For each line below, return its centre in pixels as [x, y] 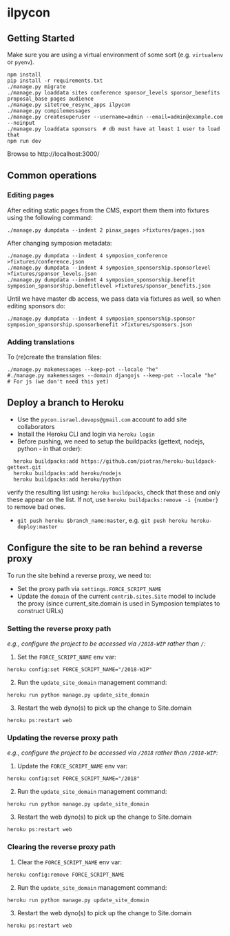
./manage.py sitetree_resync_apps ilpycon [69, 105]
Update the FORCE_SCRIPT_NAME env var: [72, 766]
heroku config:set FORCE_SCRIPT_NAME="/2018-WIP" [80, 669]
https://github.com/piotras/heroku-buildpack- [149, 461]
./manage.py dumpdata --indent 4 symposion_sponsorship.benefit [101, 280]
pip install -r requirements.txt [55, 81]
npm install [24, 74]
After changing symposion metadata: [60, 243]
